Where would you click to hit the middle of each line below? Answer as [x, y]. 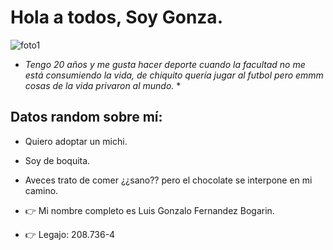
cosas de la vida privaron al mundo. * [103, 85]
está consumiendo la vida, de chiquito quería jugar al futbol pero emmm [174, 75]
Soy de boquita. [57, 160]
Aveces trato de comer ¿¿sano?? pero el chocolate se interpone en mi [168, 180]
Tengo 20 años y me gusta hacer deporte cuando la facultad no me [165, 64]
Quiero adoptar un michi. [76, 141]
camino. [41, 190]
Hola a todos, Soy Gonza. [116, 17]
